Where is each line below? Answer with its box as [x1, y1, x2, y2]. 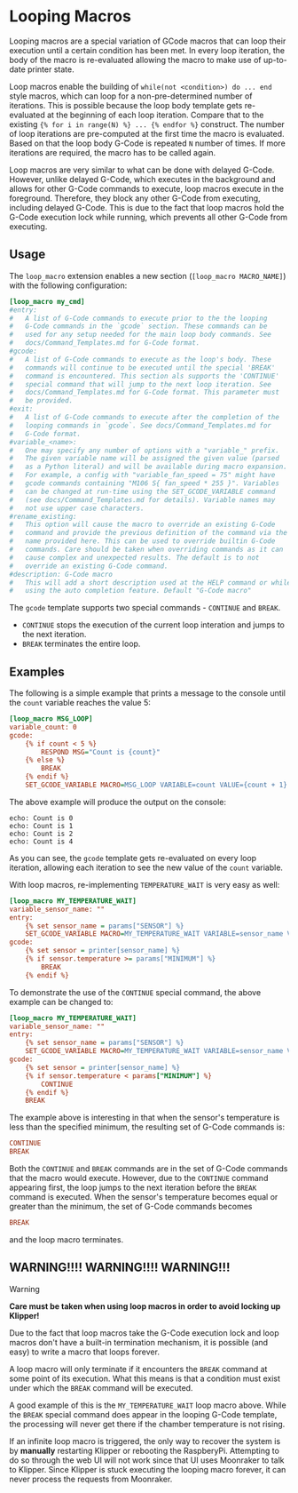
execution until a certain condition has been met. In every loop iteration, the [9, 44, 286, 55]
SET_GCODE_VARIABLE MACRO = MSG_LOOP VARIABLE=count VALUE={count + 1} [25, 780, 288, 790]
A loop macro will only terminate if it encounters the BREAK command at [9, 1363, 268, 1374]
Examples [9, 664, 65, 679]
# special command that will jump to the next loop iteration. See [9, 379, 272, 388]
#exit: [9, 404, 34, 414]
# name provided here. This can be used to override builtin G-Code [9, 537, 276, 546]
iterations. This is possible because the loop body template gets [9, 100, 243, 110]
